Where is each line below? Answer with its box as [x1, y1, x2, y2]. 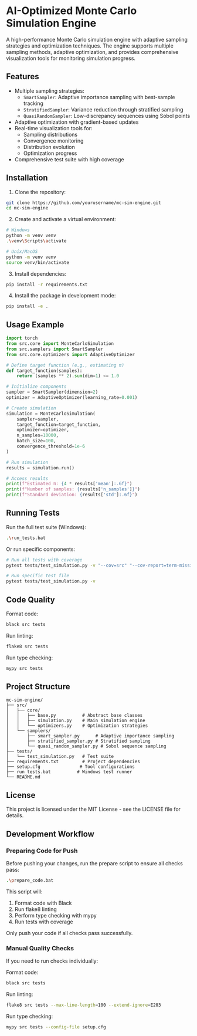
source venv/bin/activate [6, 259, 69, 265]
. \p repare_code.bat [6, 877, 54, 883]
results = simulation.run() [6, 465, 75, 470]
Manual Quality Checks [6, 944, 74, 952]
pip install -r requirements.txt [6, 282, 88, 287]
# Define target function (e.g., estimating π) [6, 362, 125, 368]
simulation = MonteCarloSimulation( [6, 411, 96, 417]
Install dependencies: [14, 270, 67, 277]
